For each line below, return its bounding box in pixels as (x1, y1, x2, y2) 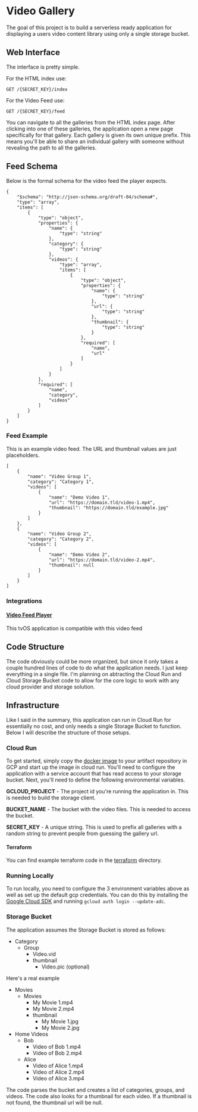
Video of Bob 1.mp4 (32, 1043, 81, 1050)
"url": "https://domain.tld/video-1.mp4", (48, 499, 156, 506)
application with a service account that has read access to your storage (6, 770, 182, 777)
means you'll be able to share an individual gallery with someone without (6, 138, 184, 145)
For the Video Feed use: (6, 96, 65, 104)
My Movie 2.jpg (41, 1024, 80, 1031)
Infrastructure (6, 700, 59, 711)
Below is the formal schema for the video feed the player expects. (6, 177, 168, 184)
